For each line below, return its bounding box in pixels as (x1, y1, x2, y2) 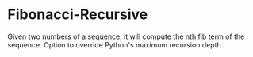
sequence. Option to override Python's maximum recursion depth (7, 40, 221, 49)
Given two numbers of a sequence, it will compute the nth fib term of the (7, 32, 245, 41)
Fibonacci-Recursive (7, 6, 148, 24)
